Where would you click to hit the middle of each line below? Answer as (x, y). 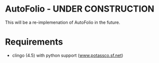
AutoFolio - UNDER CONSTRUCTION (80, 9)
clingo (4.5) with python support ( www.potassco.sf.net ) (68, 55)
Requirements (34, 42)
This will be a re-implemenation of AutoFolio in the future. (63, 22)
